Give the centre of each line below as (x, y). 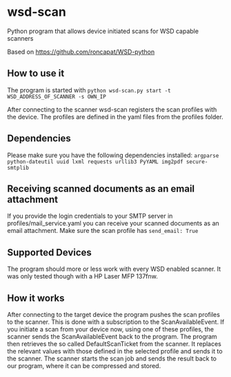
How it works (36, 298)
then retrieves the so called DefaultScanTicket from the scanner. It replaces (114, 344)
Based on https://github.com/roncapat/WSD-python (81, 52)
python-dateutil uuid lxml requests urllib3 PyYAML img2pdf (96, 162)
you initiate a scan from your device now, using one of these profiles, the (111, 329)
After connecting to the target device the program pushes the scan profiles (114, 315)
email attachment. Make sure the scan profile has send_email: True (103, 231)
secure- (197, 162)
